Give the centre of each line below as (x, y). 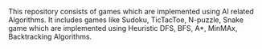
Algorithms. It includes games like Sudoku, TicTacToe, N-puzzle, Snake (126, 20)
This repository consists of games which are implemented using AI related (131, 11)
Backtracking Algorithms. (50, 36)
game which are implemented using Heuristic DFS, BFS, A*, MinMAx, (123, 28)
